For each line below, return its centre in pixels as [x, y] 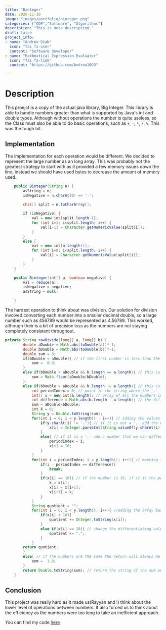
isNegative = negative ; [47, 287]
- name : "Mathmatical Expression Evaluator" [52, 56]
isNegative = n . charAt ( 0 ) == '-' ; [58, 195]
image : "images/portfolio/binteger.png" [47, 19]
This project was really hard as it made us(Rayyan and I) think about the [78, 602]
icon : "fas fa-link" [31, 60]
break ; [56, 469]
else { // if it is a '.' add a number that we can [94, 437]
